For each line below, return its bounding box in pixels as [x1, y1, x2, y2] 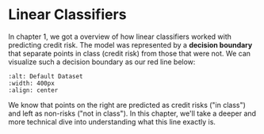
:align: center [8, 86, 59, 94]
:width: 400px [8, 79, 55, 87]
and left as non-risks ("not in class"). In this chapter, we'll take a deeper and [8, 109, 256, 118]
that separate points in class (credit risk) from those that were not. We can [8, 48, 251, 58]
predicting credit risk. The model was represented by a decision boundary [8, 40, 253, 49]
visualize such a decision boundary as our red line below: [8, 57, 196, 67]
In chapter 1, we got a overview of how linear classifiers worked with [8, 32, 232, 41]
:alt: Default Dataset [8, 72, 83, 80]
